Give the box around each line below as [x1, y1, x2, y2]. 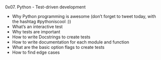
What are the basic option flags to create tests [12, 45, 105, 50]
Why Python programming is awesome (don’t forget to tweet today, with [12, 14, 156, 19]
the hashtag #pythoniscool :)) [12, 19, 71, 24]
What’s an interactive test [12, 24, 63, 30]
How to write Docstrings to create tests [12, 34, 91, 40]
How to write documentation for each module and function [12, 39, 129, 45]
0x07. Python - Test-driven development [5, 4, 86, 10]
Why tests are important [12, 29, 61, 34]
